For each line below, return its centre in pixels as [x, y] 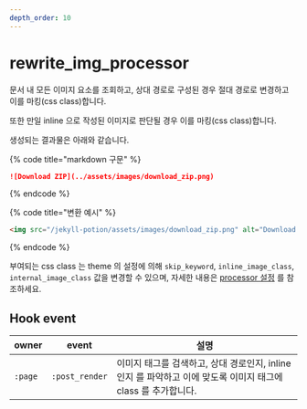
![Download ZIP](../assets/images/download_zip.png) [112, 176]
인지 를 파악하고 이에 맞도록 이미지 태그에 [200, 377]
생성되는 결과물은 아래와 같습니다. [69, 140]
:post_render [79, 377]
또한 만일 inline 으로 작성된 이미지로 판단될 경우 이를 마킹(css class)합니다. [143, 121]
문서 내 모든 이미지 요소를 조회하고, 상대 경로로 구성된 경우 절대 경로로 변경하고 [149, 89]
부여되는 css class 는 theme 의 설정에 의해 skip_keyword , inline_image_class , [152, 267]
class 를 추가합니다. [157, 391]
